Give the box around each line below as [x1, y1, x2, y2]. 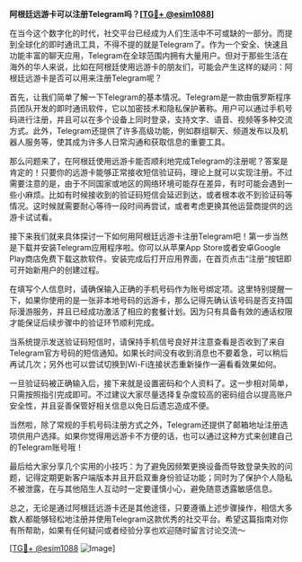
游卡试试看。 [9, 212, 57, 223]
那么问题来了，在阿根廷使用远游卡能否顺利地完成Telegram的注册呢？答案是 [9, 156, 289, 166]
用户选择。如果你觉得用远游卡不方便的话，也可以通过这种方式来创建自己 [24, 431, 293, 441]
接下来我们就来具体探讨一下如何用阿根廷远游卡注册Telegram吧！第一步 [9, 231, 272, 241]
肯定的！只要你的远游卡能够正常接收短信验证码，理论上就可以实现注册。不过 [9, 167, 293, 178]
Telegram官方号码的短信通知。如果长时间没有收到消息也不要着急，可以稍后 [9, 347, 289, 358]
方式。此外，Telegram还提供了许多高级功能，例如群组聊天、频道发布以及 [9, 126, 280, 136]
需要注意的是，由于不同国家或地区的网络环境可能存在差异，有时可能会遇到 [9, 179, 285, 189]
